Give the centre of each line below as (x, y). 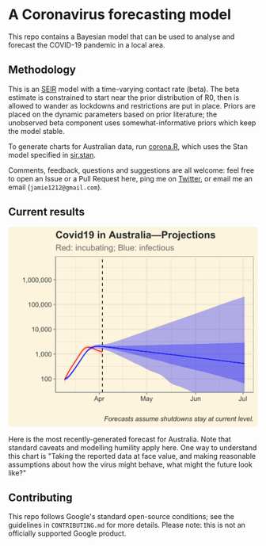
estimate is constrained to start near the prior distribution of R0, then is (124, 97)
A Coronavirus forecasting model (120, 15)
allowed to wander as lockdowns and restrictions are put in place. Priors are (132, 105)
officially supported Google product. (67, 533)
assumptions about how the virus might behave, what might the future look (131, 464)
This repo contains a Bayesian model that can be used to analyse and (122, 36)
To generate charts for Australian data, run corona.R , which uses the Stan (128, 146)
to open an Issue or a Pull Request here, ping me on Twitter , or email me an (131, 178)
